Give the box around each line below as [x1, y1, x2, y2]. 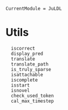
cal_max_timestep [11, 98, 54, 104]
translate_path [11, 61, 49, 67]
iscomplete [11, 77, 38, 83]
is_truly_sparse [11, 66, 51, 72]
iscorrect [11, 45, 35, 51]
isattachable [11, 72, 44, 78]
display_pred [11, 50, 44, 57]
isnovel [11, 87, 30, 93]
